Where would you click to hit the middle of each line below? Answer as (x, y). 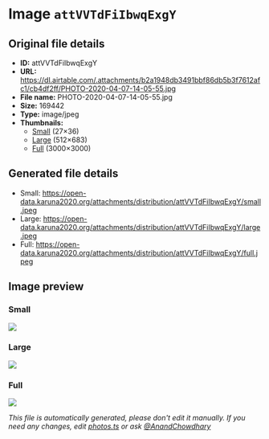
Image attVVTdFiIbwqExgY (92, 14)
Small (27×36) (55, 131)
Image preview (46, 287)
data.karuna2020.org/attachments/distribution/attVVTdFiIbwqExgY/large (140, 227)
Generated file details (63, 174)
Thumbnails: (42, 123)
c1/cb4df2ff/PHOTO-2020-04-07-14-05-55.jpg (98, 88)
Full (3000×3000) (61, 148)
